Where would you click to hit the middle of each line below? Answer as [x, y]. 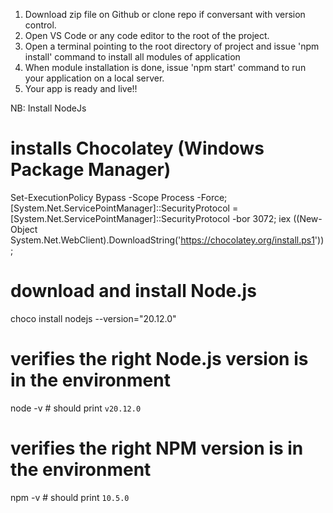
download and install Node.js [133, 291]
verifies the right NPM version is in [157, 448]
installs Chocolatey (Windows [137, 148]
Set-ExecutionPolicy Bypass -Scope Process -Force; [119, 197]
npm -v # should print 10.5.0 [70, 497]
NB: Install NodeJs [48, 108]
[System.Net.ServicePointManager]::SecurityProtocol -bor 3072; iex [151, 218]
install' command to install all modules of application [132, 57]
